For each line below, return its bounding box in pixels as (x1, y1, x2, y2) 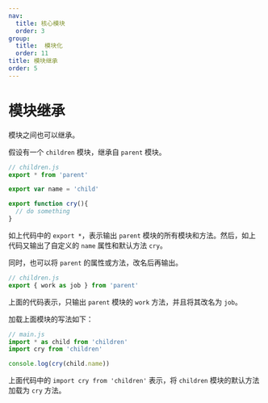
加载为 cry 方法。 (8, 385, 66, 396)
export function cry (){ (8, 199, 89, 208)
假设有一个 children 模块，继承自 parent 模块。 (8, 147, 166, 157)
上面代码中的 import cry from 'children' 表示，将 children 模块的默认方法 (8, 376, 260, 385)
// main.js (8, 330, 45, 338)
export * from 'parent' (8, 170, 89, 178)
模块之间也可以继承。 (8, 130, 79, 140)
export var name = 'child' (8, 185, 99, 194)
